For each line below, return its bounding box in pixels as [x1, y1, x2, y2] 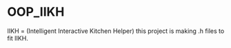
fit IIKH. [7, 34, 29, 42]
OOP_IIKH [7, 4, 65, 20]
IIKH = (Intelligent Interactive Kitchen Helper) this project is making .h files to [7, 27, 225, 35]
